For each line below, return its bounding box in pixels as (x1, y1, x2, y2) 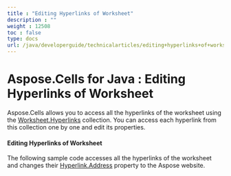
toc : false (7, 29, 41, 36)
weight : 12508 (7, 23, 51, 29)
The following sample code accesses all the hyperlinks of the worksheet (7, 154, 212, 162)
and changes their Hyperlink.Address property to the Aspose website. (7, 162, 206, 170)
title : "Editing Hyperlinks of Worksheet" (7, 10, 134, 17)
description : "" (7, 16, 57, 23)
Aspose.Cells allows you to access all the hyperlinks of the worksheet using (7, 108, 222, 116)
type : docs (7, 36, 38, 42)
